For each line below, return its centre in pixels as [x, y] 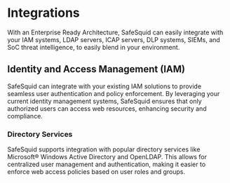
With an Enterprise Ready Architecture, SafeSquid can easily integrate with [115, 32]
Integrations [44, 13]
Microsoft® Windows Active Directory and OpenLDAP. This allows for [107, 157]
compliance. [25, 116]
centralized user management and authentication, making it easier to [107, 164]
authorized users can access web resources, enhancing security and [107, 108]
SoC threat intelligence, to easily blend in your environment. [94, 47]
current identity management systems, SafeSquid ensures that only [104, 101]
